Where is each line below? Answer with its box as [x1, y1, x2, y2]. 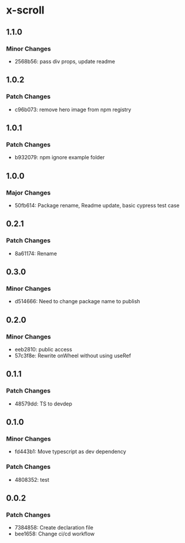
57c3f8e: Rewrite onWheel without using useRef [14, 352, 131, 359]
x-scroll [6, 4, 45, 17]
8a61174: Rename [14, 250, 58, 257]
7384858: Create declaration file [14, 524, 94, 531]
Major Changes [6, 189, 51, 197]
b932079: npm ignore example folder [14, 154, 105, 161]
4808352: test [14, 476, 50, 483]
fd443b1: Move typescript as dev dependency [14, 448, 126, 455]
